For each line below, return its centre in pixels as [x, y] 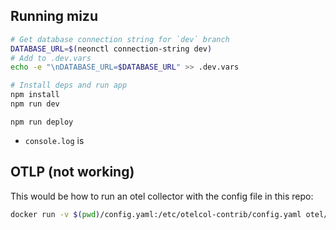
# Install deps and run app [69, 85]
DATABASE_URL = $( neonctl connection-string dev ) [111, 49]
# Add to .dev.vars [51, 58]
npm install [35, 95]
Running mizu [54, 16]
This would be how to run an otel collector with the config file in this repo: [162, 196]
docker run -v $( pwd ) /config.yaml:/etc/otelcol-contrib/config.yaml [156, 214]
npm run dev [35, 104]
